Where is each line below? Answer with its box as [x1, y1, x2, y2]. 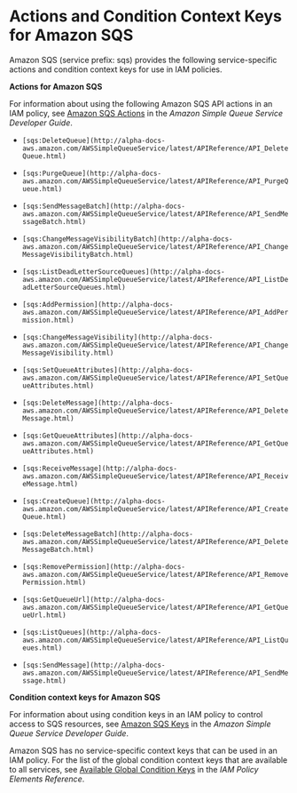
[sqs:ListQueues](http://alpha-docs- [21, 628, 162, 637]
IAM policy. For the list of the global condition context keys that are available [9, 754, 288, 765]
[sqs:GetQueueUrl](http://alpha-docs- [21, 595, 166, 604]
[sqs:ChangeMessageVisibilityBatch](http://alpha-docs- [21, 234, 233, 244]
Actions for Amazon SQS [9, 81, 103, 92]
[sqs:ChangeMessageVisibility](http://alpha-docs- [21, 332, 214, 341]
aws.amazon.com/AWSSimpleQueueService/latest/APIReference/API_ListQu [21, 636, 289, 645]
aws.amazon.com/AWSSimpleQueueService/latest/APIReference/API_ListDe [21, 275, 289, 284]
